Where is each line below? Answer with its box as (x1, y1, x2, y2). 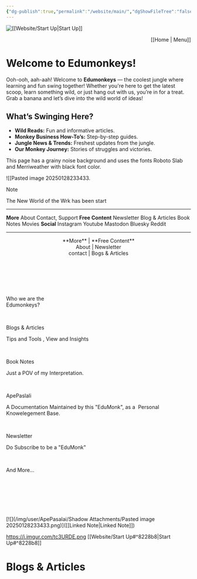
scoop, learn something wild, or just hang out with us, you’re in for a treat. (6, 88, 185, 96)
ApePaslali (6, 392, 32, 399)
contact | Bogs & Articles (68, 250, 129, 257)
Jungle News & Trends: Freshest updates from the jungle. (14, 139, 155, 147)
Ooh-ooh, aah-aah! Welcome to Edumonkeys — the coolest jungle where (6, 76, 184, 83)
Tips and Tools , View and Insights (6, 335, 89, 343)
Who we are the (6, 295, 45, 302)
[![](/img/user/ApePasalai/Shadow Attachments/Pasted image (6, 516, 155, 523)
